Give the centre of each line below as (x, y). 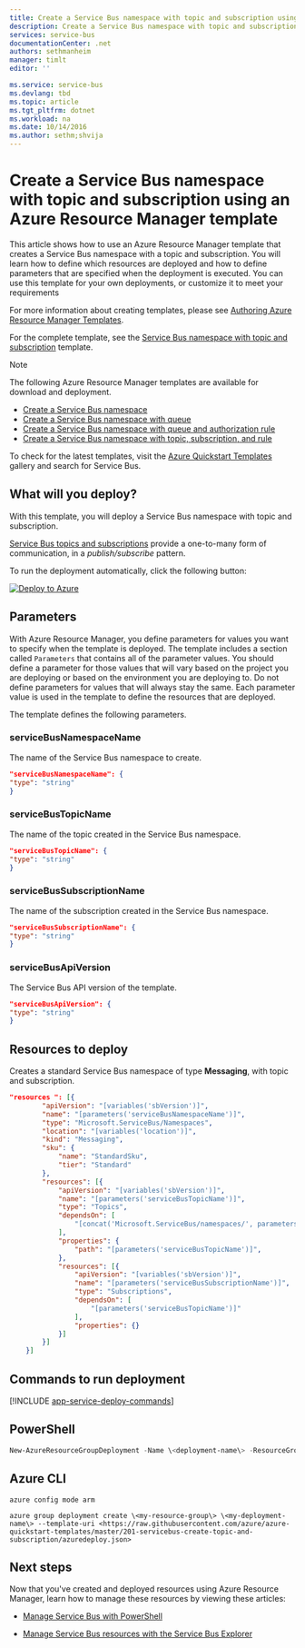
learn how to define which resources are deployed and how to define (138, 263)
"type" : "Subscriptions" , (123, 1292)
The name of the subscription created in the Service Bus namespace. (139, 910)
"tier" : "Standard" (94, 1165)
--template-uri (66, 1524)
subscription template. (51, 347)
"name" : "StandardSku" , (103, 1157)
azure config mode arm (52, 1500)
